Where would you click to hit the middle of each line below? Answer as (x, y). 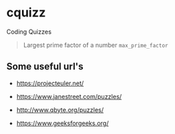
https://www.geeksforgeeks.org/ (62, 123)
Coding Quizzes (29, 32)
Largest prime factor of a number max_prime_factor (96, 45)
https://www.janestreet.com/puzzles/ (69, 96)
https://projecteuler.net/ (50, 83)
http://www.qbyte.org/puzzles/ (60, 110)
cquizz (26, 13)
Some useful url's (45, 67)
